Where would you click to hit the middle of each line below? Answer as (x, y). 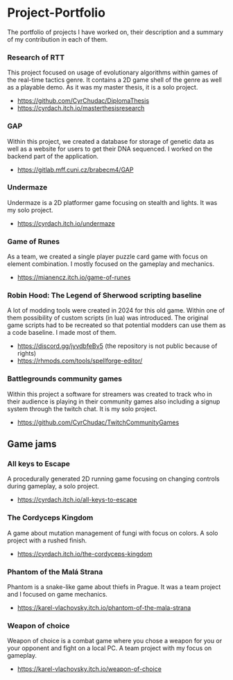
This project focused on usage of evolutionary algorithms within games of (113, 73)
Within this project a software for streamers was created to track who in (110, 394)
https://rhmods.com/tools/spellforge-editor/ (80, 361)
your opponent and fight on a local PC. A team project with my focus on (110, 648)
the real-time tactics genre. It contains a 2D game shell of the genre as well (114, 80)
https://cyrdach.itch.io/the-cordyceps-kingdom (85, 554)
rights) (27, 354)
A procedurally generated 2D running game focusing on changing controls (113, 479)
